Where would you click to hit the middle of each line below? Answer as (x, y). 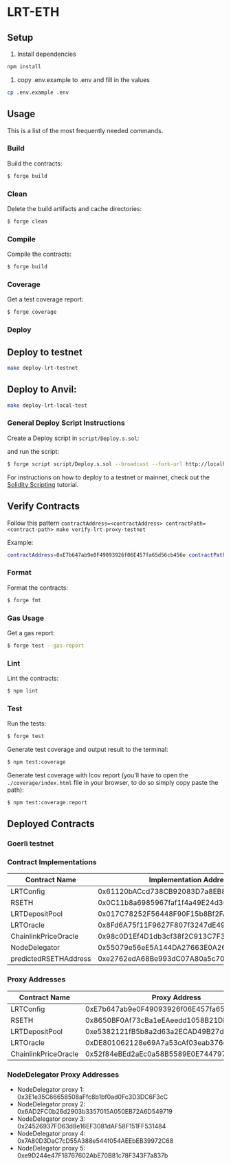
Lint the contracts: (33, 678)
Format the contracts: (38, 588)
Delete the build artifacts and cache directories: (75, 209)
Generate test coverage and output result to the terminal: (88, 750)
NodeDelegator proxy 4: (51, 1134)
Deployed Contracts (51, 824)
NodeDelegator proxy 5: (51, 1148)
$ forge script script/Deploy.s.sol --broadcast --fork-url (95, 464)
